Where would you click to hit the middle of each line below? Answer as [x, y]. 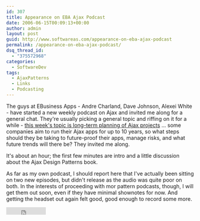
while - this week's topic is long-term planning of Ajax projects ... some [94, 125]
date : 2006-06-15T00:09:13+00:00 [48, 23]
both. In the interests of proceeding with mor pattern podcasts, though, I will [100, 186]
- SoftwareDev [29, 67]
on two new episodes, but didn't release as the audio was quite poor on [94, 180]
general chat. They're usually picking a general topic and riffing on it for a [96, 119]
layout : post [22, 34]
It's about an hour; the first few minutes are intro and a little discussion [93, 155]
